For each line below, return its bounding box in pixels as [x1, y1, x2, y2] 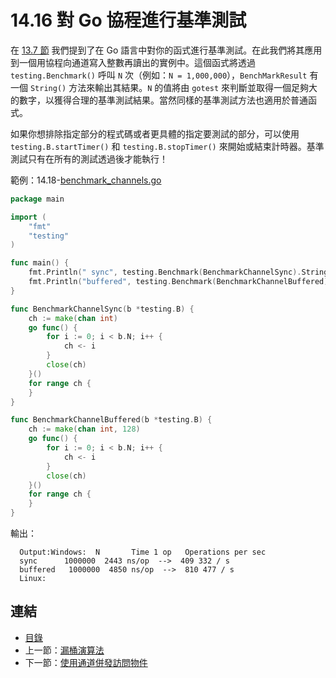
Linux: [19, 574, 47, 584]
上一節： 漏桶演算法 [24, 644, 105, 656]
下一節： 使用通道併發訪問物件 [24, 656, 148, 668]
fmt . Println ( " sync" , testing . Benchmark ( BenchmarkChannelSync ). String [28, 267, 329, 278]
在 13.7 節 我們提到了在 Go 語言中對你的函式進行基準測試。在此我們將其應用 [10, 44, 323, 56]
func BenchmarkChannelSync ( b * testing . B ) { [10, 304, 195, 314]
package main [10, 194, 65, 204]
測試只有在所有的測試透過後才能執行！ [10, 152, 168, 165]
